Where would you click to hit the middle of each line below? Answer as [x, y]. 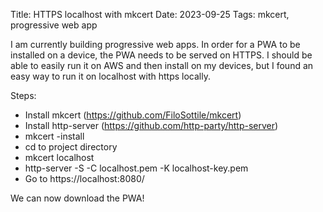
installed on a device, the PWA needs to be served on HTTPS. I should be [161, 55]
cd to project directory [71, 147]
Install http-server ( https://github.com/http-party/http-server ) [151, 125]
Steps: [23, 95]
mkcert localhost [59, 157]
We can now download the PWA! [77, 198]
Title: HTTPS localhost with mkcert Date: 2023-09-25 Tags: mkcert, [150, 14]
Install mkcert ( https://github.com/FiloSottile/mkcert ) [133, 115]
